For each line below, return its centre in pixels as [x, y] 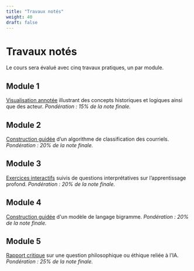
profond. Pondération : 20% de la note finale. [61, 184]
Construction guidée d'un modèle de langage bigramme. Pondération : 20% [97, 216]
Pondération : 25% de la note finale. [50, 262]
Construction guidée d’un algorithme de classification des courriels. [88, 139]
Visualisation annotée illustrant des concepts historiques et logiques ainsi [94, 100]
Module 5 [23, 241]
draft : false [22, 22]
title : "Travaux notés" [35, 11]
